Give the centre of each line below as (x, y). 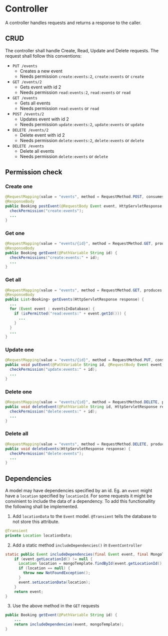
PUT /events (25, 66)
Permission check (34, 172)
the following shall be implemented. (42, 506)
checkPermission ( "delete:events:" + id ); (53, 411)
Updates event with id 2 (44, 119)
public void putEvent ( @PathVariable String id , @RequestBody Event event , (85, 365)
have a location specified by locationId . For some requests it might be (79, 496)
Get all (13, 280)
